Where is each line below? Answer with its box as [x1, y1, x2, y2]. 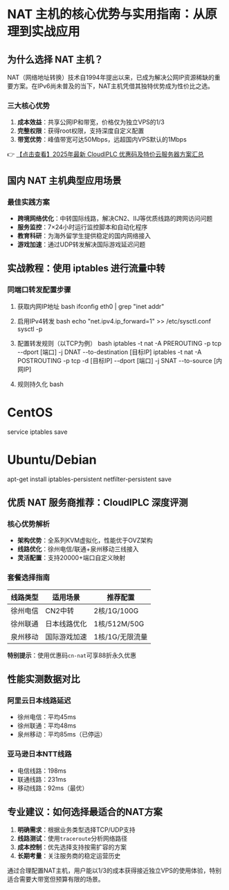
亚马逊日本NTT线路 [7, 749, 72, 759]
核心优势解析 [7, 519, 51, 528]
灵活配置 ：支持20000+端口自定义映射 [17, 553, 126, 562]
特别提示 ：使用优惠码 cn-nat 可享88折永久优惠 [7, 650, 137, 660]
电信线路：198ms [17, 766, 67, 775]
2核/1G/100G [93, 605, 139, 615]
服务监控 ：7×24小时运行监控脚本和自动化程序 [17, 223, 148, 231]
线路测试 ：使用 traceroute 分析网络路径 [17, 834, 128, 843]
